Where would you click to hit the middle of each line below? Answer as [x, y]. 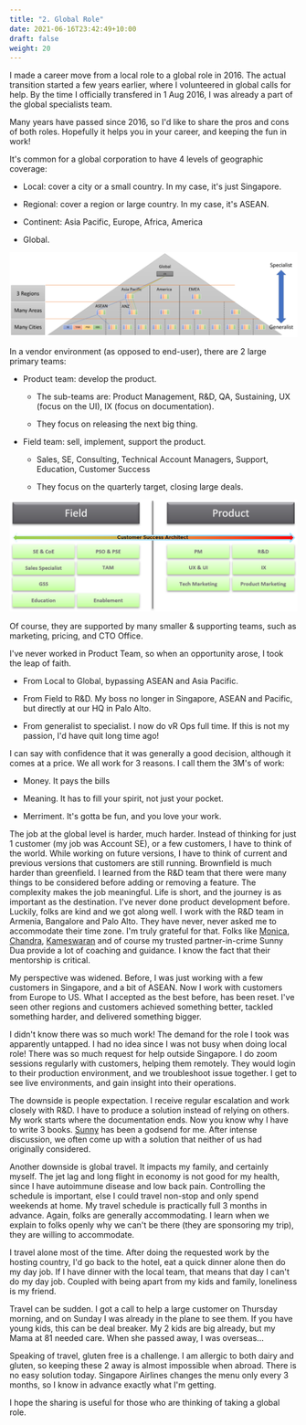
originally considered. [50, 1149]
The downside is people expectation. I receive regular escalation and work [150, 1101]
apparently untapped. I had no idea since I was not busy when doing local [148, 1044]
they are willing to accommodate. [72, 1235]
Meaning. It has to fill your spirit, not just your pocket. [123, 798]
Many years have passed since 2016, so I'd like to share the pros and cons [149, 122]
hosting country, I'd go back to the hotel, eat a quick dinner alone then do [148, 1262]
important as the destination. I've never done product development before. [150, 902]
